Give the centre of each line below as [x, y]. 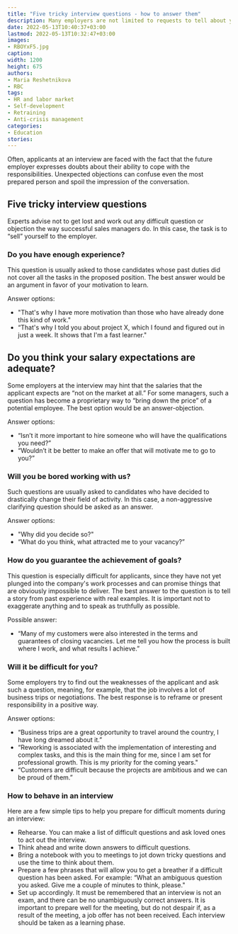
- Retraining [27, 113]
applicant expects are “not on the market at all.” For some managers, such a [118, 393]
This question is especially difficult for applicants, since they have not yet [114, 575]
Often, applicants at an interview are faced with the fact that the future [110, 159]
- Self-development [36, 106]
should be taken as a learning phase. [71, 923]
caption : [20, 54]
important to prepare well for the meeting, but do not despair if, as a [117, 908]
